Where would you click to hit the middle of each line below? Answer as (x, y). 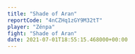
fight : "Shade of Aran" (42, 33)
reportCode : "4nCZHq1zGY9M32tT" (55, 20)
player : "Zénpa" (31, 27)
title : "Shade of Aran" (42, 14)
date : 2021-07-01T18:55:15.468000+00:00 (68, 40)
